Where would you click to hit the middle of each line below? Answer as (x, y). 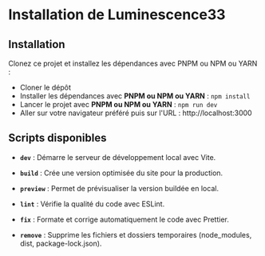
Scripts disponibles (57, 138)
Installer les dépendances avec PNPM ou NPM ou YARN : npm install (135, 96)
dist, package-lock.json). (61, 243)
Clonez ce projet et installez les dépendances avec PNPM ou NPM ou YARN (133, 63)
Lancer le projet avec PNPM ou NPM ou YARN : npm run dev (119, 104)
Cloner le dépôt (45, 87)
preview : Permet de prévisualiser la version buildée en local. (119, 188)
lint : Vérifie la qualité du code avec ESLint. (92, 204)
